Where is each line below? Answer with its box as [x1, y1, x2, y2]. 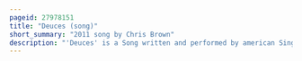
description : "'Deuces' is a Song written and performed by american [9, 38, 276, 48]
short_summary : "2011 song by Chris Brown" [9, 30, 175, 39]
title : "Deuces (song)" [9, 22, 99, 30]
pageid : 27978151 [9, 13, 75, 22]
